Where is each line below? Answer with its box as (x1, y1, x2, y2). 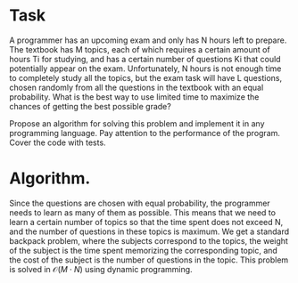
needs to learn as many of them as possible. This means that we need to (9, 206, 277, 218)
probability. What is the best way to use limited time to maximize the (9, 91, 260, 102)
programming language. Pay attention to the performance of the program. (9, 127, 281, 138)
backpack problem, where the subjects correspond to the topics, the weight (9, 235, 288, 246)
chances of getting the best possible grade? (9, 101, 171, 111)
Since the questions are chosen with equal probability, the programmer (9, 198, 270, 208)
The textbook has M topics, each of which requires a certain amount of (9, 44, 270, 54)
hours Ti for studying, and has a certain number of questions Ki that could (9, 53, 281, 64)
